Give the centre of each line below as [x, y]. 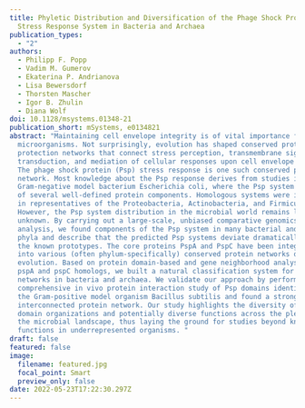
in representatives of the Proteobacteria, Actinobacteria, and [142, 204]
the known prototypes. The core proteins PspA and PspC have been [146, 246]
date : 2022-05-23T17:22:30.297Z [70, 390]
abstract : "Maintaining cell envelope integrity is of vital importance [150, 136]
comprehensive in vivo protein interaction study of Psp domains [144, 288]
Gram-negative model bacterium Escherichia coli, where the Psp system [156, 187]
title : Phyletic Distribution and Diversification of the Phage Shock [146, 18]
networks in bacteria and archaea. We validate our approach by [142, 280]
